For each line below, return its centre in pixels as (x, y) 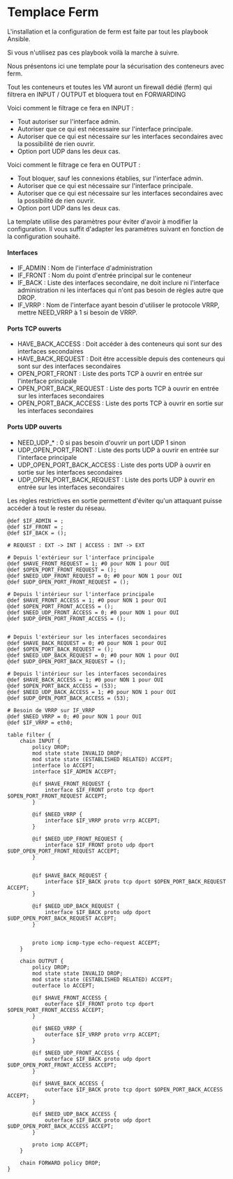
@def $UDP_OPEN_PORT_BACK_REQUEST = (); (67, 661)
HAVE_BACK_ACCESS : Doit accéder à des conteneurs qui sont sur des (120, 344)
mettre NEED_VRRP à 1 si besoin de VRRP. (77, 312)
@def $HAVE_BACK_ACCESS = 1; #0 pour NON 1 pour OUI (85, 680)
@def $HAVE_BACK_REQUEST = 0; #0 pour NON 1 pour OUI (87, 643)
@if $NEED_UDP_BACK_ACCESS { (75, 1114)
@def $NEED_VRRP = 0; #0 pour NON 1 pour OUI (74, 716)
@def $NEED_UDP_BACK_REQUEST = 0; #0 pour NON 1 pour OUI (93, 655)
